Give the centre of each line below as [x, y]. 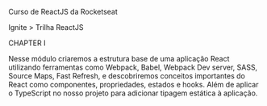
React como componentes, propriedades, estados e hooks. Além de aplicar [133, 85]
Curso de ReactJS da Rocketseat [63, 12]
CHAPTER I [27, 43]
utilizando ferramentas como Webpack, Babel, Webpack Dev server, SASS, [133, 67]
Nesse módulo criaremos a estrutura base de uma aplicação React [119, 59]
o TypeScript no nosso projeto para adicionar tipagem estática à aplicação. [133, 93]
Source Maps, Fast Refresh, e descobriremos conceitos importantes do [127, 76]
